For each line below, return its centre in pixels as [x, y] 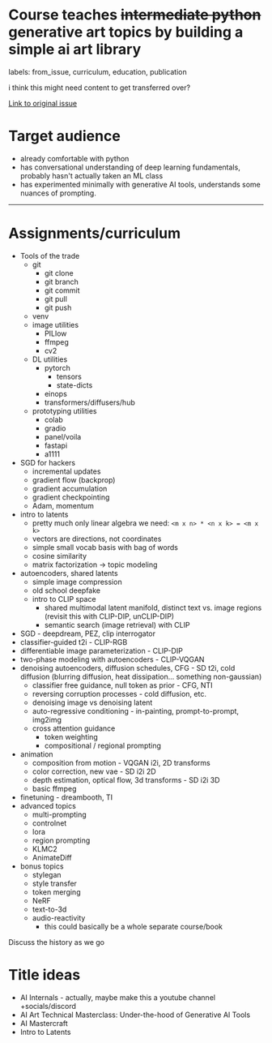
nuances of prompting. [58, 193]
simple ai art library [75, 49]
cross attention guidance [74, 728]
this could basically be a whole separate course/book [134, 926]
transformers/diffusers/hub [89, 402]
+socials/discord [48, 1006]
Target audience [65, 136]
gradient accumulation [70, 488]
